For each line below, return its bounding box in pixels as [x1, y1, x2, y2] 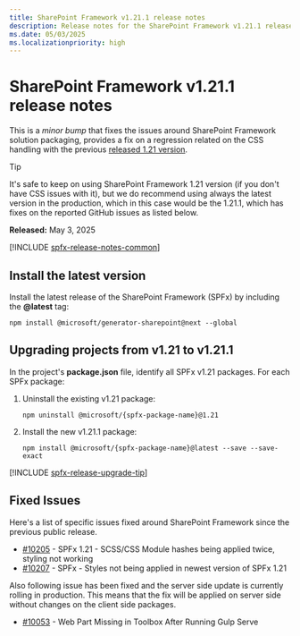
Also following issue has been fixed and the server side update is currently [9, 580, 284, 590]
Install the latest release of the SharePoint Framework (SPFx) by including [9, 292, 279, 302]
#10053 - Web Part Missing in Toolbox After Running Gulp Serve [21, 616, 259, 627]
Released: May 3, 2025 [9, 225, 96, 235]
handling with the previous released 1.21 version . [9, 144, 188, 155]
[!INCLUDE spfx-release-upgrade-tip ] [9, 467, 148, 478]
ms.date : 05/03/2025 [9, 30, 87, 38]
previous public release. [9, 526, 98, 537]
